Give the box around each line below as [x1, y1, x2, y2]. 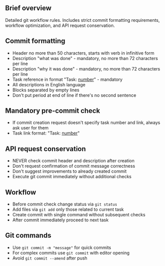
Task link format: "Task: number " [12, 130, 80, 136]
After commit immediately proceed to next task [12, 217, 109, 223]
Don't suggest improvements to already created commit [12, 168, 127, 174]
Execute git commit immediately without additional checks [12, 174, 132, 180]
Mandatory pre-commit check [5, 107, 100, 115]
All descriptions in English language [12, 81, 85, 87]
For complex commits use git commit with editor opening [12, 250, 130, 256]
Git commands [5, 231, 51, 240]
